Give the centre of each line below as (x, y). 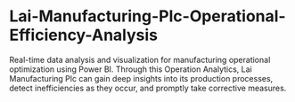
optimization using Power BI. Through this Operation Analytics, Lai (131, 69)
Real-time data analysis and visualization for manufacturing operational (140, 59)
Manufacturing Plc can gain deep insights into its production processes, (141, 78)
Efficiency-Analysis (84, 35)
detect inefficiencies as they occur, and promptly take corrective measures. (148, 88)
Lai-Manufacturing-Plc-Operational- (148, 16)
